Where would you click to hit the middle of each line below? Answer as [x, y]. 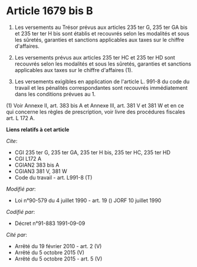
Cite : [12, 141]
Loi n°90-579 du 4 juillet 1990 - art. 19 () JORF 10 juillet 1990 [88, 200]
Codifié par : [21, 211]
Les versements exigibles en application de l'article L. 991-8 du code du [102, 82]
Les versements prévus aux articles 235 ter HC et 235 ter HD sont [95, 57]
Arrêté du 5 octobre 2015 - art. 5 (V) [58, 259]
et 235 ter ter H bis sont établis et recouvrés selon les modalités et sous [102, 33]
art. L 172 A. [21, 118]
